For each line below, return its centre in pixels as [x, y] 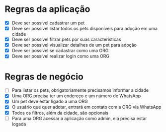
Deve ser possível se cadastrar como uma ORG [60, 51]
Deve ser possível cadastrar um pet [48, 23]
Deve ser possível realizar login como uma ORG [61, 56]
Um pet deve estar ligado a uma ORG [50, 101]
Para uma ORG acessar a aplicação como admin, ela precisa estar [79, 118]
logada [19, 124]
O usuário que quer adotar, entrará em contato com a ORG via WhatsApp [86, 107]
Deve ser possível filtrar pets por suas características [66, 39]
